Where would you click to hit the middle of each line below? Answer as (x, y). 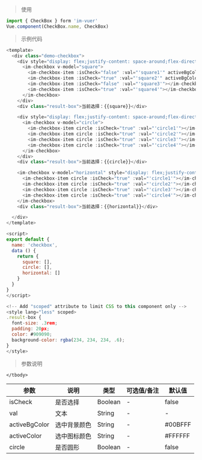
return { (28, 256)
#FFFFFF (177, 435)
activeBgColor (29, 424)
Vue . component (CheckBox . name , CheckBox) (58, 27)
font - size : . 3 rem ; (35, 323)
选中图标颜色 (73, 436)
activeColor (26, 435)
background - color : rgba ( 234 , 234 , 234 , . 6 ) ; (68, 340)
